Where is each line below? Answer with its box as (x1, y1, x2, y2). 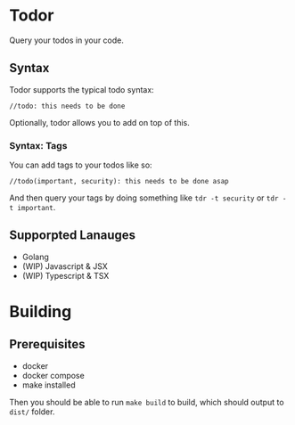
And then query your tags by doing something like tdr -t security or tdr (9, 192, 279, 203)
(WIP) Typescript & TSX (21, 270, 110, 281)
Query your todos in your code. (9, 35, 125, 45)
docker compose (21, 370, 85, 380)
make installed (21, 380, 76, 390)
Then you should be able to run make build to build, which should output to (9, 396, 284, 407)
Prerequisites (9, 337, 86, 352)
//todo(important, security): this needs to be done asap (9, 177, 229, 186)
